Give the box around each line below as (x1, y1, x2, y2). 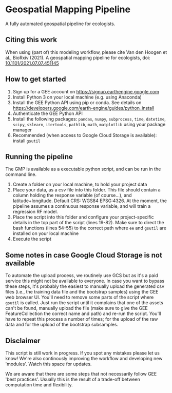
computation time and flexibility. (5, 382, 73, 388)
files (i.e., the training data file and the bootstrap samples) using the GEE (5, 289, 159, 295)
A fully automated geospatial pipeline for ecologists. (5, 21, 116, 27)
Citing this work (5, 35, 58, 44)
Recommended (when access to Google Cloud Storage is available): (12, 132, 157, 138)
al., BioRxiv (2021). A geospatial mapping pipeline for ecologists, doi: (5, 54, 150, 61)
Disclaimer (5, 336, 41, 345)
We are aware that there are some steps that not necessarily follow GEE (5, 371, 157, 377)
